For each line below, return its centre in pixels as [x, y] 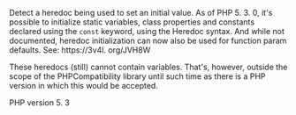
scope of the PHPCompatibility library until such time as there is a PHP [138, 76]
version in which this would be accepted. [84, 86]
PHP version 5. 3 [40, 103]
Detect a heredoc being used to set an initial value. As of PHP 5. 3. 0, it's [141, 13]
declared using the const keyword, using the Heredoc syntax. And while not [147, 31]
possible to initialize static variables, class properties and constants [132, 22]
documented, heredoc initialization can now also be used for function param [148, 40]
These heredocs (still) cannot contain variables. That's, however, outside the [148, 67]
